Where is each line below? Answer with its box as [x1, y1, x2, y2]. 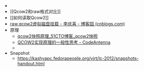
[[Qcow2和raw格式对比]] [9, 8, 61, 14]
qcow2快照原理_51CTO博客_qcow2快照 [17, 33, 98, 39]
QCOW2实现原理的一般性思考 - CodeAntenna [17, 39, 111, 45]
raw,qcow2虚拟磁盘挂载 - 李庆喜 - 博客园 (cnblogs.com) [9, 21, 126, 27]
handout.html [17, 61, 45, 67]
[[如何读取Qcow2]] [9, 15, 49, 20]
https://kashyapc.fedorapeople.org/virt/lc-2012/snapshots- [17, 55, 139, 61]
